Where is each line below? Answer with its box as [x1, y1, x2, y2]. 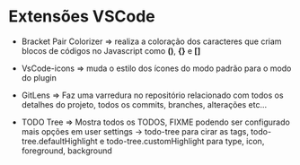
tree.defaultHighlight [21, 135, 98, 146]
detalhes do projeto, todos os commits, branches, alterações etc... [21, 99, 267, 109]
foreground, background [21, 145, 113, 156]
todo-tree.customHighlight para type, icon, [106, 135, 265, 146]
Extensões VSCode [8, 6, 156, 27]
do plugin [21, 72, 57, 82]
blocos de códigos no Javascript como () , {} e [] [21, 45, 201, 56]
